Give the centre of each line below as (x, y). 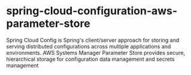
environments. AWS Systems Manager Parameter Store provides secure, (96, 52)
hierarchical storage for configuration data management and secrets (90, 59)
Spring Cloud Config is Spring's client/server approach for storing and (93, 40)
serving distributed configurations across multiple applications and (89, 46)
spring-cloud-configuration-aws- (92, 11)
